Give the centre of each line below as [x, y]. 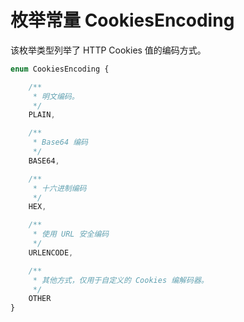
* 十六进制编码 [59, 188]
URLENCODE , [51, 252]
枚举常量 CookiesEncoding [122, 20]
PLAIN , [42, 115]
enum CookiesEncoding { [60, 69]
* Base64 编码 [60, 142]
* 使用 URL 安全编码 [71, 234]
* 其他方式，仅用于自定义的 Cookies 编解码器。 [120, 280]
